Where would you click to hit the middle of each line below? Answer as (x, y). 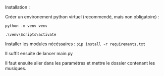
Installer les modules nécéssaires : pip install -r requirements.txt (75, 44)
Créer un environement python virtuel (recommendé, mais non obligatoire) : (82, 17)
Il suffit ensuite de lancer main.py (39, 53)
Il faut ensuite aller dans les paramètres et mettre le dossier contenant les (80, 63)
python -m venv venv (27, 26)
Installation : (18, 7)
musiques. (16, 68)
